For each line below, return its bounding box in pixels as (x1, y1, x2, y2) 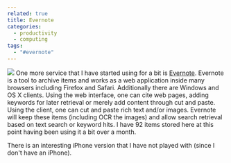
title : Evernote (7, 17, 54, 24)
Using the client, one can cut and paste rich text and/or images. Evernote (7, 105, 216, 114)
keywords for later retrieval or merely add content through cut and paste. (7, 98, 216, 106)
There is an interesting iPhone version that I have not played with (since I (7, 141, 215, 149)
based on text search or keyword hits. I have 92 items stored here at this (7, 120, 214, 128)
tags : (7, 42, 23, 49)
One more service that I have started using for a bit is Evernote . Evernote (15, 69, 224, 77)
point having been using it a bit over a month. (7, 128, 137, 136)
